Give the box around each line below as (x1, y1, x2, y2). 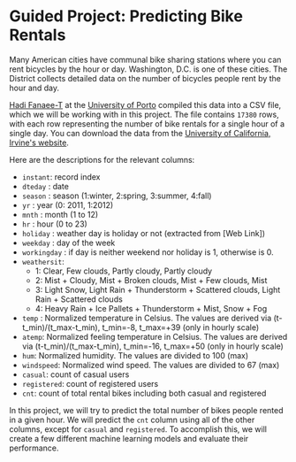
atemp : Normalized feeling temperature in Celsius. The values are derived (21, 331, 288, 342)
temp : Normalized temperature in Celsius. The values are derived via (21, 312, 272, 323)
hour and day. (9, 82, 60, 93)
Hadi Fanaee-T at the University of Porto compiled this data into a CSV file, (9, 99, 282, 110)
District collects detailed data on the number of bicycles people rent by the (9, 73, 281, 83)
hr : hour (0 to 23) (21, 219, 88, 229)
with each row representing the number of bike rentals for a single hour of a (9, 118, 285, 129)
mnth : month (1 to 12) (21, 209, 99, 219)
